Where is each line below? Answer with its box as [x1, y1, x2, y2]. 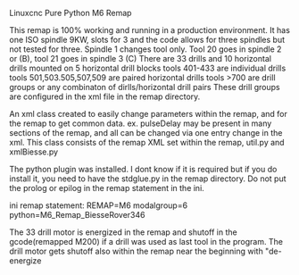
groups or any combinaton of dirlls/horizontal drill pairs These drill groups [9, 82, 280, 92]
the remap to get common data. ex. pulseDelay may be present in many [9, 118, 272, 129]
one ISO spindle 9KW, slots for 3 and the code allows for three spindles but [9, 35, 286, 45]
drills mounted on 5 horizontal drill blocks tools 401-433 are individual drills [9, 62, 287, 73]
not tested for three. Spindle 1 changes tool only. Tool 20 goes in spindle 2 [9, 44, 282, 54]
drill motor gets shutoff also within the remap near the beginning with [9, 246, 263, 256]
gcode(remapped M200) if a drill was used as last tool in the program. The [9, 237, 284, 246]
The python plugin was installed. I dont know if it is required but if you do [9, 164, 278, 174]
